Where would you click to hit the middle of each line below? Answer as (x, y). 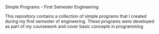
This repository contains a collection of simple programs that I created (76, 16)
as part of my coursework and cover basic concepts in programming (74, 26)
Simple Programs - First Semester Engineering (52, 7)
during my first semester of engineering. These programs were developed (80, 21)
